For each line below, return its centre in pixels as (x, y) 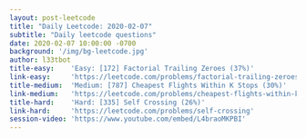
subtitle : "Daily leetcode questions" (83, 34)
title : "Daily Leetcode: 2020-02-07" (81, 26)
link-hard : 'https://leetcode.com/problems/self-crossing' (132, 111)
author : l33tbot (40, 60)
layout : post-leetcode (52, 18)
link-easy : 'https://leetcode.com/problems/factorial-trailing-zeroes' (156, 77)
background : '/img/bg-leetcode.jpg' (79, 52)
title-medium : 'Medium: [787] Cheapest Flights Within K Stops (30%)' (148, 85)
